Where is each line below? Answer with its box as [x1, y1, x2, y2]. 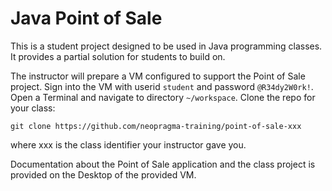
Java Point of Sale [10, 7, 163, 30]
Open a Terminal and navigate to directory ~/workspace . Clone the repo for [10, 91, 316, 103]
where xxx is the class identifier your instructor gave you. [10, 138, 247, 151]
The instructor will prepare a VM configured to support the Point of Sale [10, 70, 306, 82]
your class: [10, 102, 56, 114]
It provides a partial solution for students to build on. [10, 50, 226, 62]
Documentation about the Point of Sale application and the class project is [10, 158, 316, 170]
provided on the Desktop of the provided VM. [10, 168, 197, 181]
